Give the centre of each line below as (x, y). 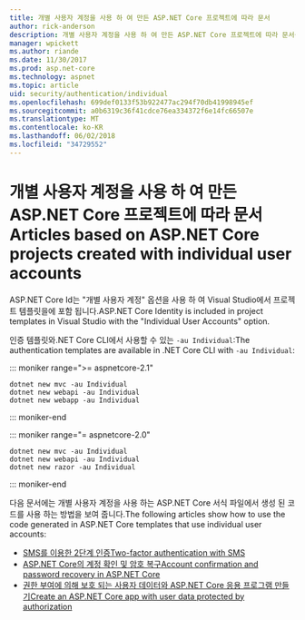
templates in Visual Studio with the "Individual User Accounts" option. (140, 321)
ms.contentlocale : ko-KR (56, 128)
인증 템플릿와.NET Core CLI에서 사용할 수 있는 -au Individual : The (130, 340)
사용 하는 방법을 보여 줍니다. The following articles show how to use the (156, 514)
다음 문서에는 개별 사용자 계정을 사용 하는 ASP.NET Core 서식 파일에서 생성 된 (148, 502)
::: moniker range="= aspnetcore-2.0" (80, 434)
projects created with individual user (151, 254)
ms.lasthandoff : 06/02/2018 (63, 136)
